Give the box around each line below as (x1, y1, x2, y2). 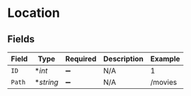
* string (34, 78, 59, 87)
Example (150, 54, 180, 64)
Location (7, 5, 60, 21)
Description (103, 54, 144, 64)
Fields (7, 33, 35, 45)
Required (65, 54, 97, 64)
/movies (150, 78, 178, 87)
